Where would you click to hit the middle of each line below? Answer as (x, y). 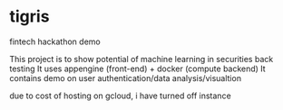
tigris (29, 17)
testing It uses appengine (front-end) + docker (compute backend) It (137, 69)
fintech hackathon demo (55, 41)
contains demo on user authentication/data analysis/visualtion (126, 78)
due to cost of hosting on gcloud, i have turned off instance (120, 96)
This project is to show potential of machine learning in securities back (141, 59)
